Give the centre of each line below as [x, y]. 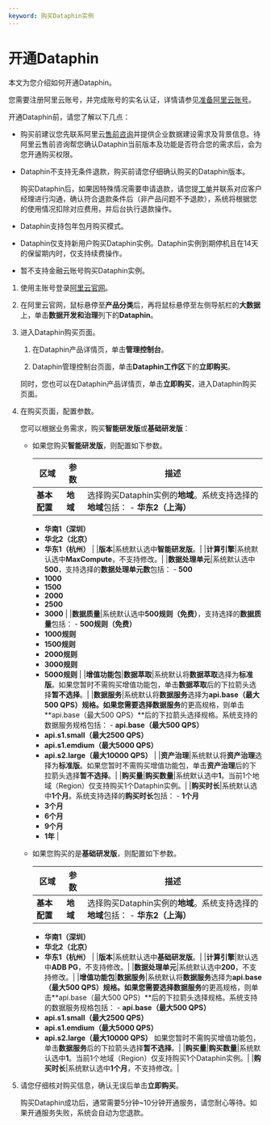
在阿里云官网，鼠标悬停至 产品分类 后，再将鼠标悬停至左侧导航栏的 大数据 [140, 305]
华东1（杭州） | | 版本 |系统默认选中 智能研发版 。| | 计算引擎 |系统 [148, 549]
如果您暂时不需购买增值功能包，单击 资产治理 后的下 [171, 765]
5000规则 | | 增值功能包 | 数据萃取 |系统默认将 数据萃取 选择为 [142, 674]
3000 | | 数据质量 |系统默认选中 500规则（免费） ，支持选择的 [142, 613]
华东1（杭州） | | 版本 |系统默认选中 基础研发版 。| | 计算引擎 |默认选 [151, 957]
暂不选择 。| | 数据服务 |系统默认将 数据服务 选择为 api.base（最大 [155, 694]
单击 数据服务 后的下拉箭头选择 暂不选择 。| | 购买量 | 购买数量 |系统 [149, 1047]
